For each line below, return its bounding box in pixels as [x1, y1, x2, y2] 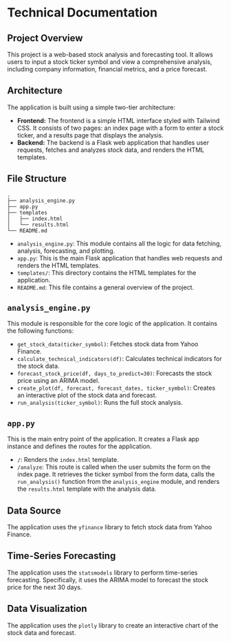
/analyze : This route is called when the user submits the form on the [16, 463, 211, 472]
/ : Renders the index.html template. [16, 456, 119, 464]
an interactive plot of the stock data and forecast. [16, 391, 157, 399]
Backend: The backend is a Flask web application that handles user [16, 138, 210, 146]
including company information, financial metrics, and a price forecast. [7, 65, 208, 73]
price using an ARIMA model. [16, 377, 100, 385]
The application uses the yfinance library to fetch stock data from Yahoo [7, 523, 212, 531]
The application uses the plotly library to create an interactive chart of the [7, 621, 219, 630]
